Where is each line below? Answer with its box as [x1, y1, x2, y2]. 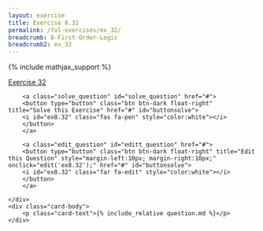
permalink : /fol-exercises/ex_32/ [8, 26, 122, 34]
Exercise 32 [8, 78, 47, 87]
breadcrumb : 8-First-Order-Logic [8, 33, 118, 42]
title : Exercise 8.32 [8, 19, 80, 27]
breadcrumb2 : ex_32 [8, 41, 72, 49]
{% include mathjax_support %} [8, 62, 112, 71]
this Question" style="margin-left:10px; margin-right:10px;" [8, 155, 217, 163]
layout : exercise [8, 11, 65, 20]
